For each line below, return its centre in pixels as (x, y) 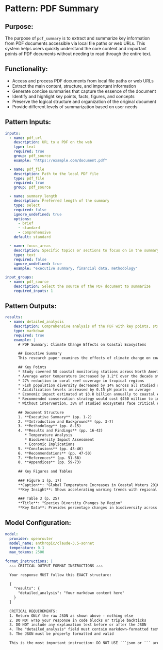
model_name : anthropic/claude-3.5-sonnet (52, 543)
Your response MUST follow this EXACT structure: (60, 575)
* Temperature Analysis (49, 435)
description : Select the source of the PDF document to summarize (82, 286)
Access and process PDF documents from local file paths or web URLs (83, 80)
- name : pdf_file (27, 169)
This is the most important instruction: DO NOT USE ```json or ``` (80, 643)
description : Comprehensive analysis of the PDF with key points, (82, 326)
